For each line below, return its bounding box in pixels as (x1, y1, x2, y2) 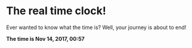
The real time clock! (6, 4, 106, 18)
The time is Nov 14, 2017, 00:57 (6, 35, 85, 42)
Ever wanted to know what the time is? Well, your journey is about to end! (6, 24, 187, 31)
